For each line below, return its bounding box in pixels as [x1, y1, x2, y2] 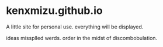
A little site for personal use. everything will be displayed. [6, 23, 144, 30]
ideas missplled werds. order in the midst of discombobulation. [6, 34, 158, 41]
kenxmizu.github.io [6, 4, 103, 17]
